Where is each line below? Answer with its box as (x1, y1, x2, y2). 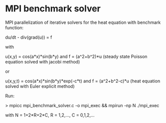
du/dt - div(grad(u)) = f (5, 34, 52, 40)
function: (5, 24, 24, 30)
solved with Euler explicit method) (5, 83, 75, 89)
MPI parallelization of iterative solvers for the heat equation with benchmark (5, 19, 161, 25)
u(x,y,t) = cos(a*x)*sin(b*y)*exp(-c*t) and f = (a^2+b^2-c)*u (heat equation (5, 78, 161, 84)
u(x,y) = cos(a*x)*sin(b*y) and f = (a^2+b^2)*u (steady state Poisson (5, 53, 148, 60)
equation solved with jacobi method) (5, 59, 80, 64)
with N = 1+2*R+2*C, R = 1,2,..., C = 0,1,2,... (5, 112, 95, 118)
